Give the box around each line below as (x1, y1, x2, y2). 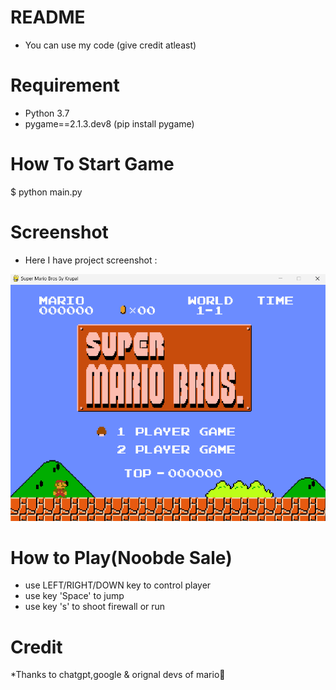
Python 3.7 (24, 107, 70, 119)
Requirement (10, 74, 120, 97)
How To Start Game (10, 153, 175, 176)
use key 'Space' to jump (24, 590, 125, 602)
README (10, 6, 86, 29)
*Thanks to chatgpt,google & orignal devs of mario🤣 (10, 669, 226, 681)
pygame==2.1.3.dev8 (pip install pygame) (24, 117, 195, 130)
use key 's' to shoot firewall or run (24, 601, 166, 613)
